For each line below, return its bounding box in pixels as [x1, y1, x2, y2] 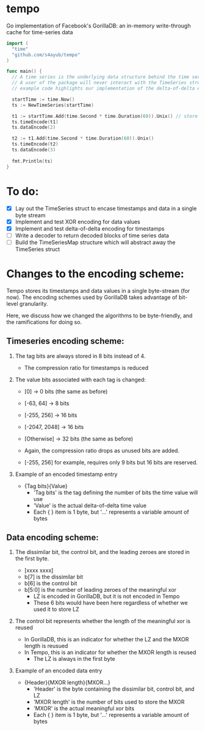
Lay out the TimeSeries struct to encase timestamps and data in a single [15, 204, 197, 212]
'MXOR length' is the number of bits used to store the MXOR [33, 698, 185, 706]
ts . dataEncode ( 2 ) [12, 124, 56, 131]
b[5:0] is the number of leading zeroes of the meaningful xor [24, 586, 177, 594]
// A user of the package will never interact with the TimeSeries [12, 80, 187, 86]
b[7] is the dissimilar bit [24, 573, 84, 581]
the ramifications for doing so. [6, 318, 82, 325]
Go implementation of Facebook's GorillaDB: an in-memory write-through [6, 22, 191, 29]
